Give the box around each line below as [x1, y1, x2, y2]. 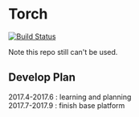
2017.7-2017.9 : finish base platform [8, 100, 125, 110]
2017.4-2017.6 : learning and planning [8, 92, 132, 102]
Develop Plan [8, 70, 76, 85]
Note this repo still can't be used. [8, 47, 118, 56]
